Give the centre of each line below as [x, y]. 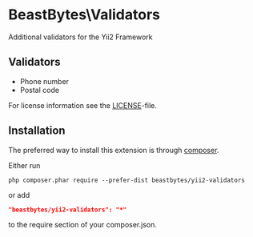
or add [19, 195]
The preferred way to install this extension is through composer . [114, 150]
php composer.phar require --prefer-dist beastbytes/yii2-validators [127, 180]
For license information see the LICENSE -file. [83, 105]
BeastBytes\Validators [84, 15]
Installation [37, 131]
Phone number [44, 81]
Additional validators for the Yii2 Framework [80, 37]
